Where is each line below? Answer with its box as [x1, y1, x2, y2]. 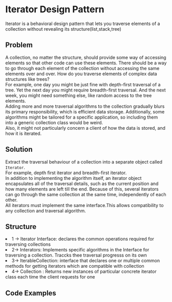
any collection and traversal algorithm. [5, 207, 86, 214]
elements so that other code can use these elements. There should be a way [5, 60, 167, 66]
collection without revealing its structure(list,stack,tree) [5, 26, 122, 32]
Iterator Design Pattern [5, 4, 105, 15]
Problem [5, 41, 33, 50]
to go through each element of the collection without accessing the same [5, 65, 160, 71]
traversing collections [5, 241, 51, 247]
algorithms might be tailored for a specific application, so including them [5, 114, 158, 120]
